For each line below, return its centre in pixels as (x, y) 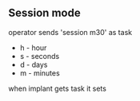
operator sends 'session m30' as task (70, 32)
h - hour (33, 48)
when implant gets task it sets (57, 88)
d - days (34, 64)
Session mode (45, 13)
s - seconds (40, 56)
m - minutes (40, 73)
